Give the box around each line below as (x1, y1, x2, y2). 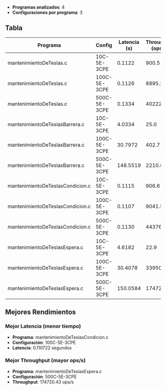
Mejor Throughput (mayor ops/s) (5, 357, 86, 364)
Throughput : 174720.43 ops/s (12, 379, 74, 385)
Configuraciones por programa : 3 (12, 9, 83, 15)
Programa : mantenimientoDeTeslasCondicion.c (12, 334, 109, 340)
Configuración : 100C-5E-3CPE (12, 339, 76, 345)
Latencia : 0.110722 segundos (12, 345, 72, 351)
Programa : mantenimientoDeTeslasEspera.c (12, 368, 102, 374)
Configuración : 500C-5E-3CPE (12, 374, 77, 380)
